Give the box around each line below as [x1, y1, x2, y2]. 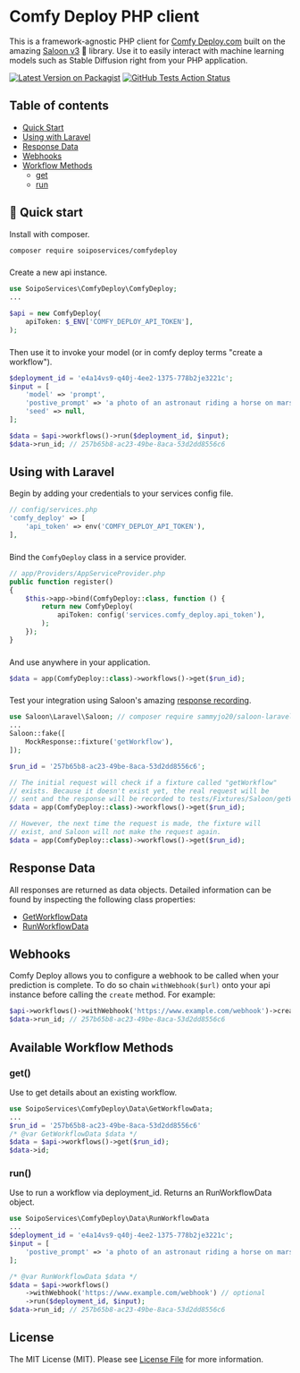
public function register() [9, 577, 114, 586]
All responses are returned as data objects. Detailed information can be [9, 884, 272, 895]
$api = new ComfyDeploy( [9, 309, 102, 319]
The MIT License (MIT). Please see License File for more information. [9, 1353, 263, 1364]
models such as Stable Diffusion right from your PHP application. [9, 55, 248, 65]
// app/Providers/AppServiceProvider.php [9, 568, 166, 578]
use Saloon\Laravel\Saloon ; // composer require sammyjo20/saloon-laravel [9, 712, 294, 721]
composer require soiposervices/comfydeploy [9, 246, 178, 255]
